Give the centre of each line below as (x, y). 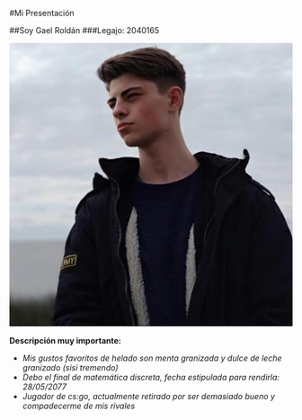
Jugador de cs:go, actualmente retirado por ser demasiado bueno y (149, 396)
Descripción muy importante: (65, 340)
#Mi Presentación (42, 13)
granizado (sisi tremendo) (70, 367)
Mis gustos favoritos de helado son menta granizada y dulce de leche (152, 358)
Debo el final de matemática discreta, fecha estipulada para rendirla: (151, 377)
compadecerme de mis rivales (79, 406)
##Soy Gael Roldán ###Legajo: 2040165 (84, 30)
